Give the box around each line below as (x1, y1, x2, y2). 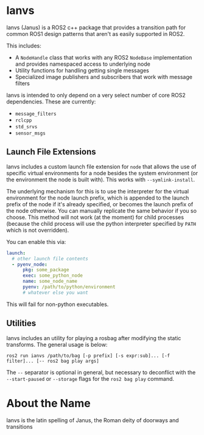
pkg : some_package (22, 267, 69, 273)
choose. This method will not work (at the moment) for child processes (6, 214, 185, 221)
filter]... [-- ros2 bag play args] (6, 358, 99, 364)
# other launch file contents (12, 256, 88, 262)
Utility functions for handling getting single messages (15, 66, 149, 74)
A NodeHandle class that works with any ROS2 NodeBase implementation (15, 54, 192, 61)
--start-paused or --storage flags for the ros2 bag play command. (6, 375, 175, 382)
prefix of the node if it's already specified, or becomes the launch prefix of (6, 200, 194, 207)
